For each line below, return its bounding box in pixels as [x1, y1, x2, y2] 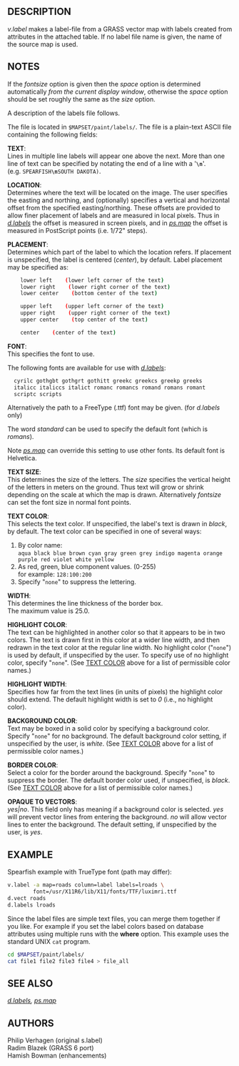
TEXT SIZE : [7, 468, 41, 476]
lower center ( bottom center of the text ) [20, 290, 158, 297]
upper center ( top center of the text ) [20, 316, 148, 323]
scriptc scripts [14, 390, 62, 398]
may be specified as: [7, 262, 69, 271]
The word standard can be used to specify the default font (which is [7, 425, 208, 433]
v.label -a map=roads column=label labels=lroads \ [7, 882, 164, 889]
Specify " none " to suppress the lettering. [17, 578, 137, 586]
